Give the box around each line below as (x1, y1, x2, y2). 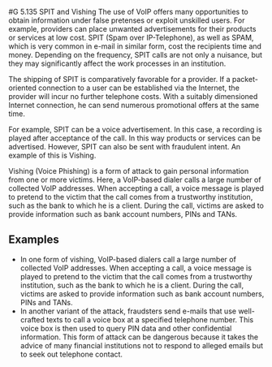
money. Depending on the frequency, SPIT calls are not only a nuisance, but (8, 50, 262, 59)
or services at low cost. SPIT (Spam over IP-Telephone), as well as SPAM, (8, 32, 254, 42)
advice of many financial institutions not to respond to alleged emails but (19, 340, 264, 350)
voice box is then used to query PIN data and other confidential (19, 323, 232, 333)
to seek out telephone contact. (19, 349, 123, 359)
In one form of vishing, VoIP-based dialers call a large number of (19, 254, 237, 264)
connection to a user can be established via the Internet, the (37, 83, 240, 93)
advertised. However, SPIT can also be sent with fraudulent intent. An (8, 142, 241, 151)
